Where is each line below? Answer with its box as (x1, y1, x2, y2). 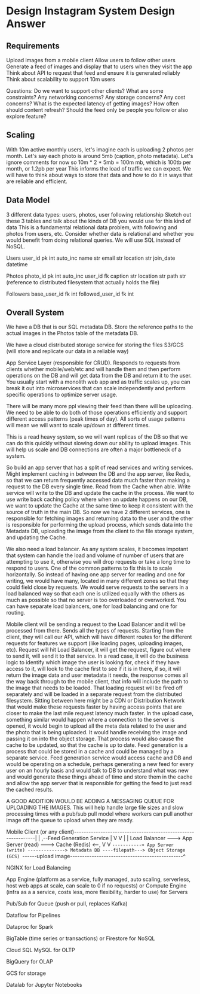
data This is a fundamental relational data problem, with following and (6, 223, 177, 231)
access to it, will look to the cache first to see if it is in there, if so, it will (6, 665, 181, 673)
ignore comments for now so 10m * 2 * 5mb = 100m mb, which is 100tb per (6, 159, 192, 166)
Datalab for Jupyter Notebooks (6, 981, 82, 989)
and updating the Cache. (6, 534, 67, 541)
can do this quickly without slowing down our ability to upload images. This (6, 440, 191, 447)
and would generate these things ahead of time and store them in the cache (6, 773, 193, 780)
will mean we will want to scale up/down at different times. (6, 422, 150, 429)
